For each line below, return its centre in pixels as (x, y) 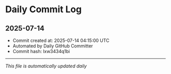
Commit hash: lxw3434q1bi (41, 51)
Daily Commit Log (44, 9)
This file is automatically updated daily (46, 66)
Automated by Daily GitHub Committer (53, 46)
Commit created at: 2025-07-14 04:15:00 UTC (61, 40)
